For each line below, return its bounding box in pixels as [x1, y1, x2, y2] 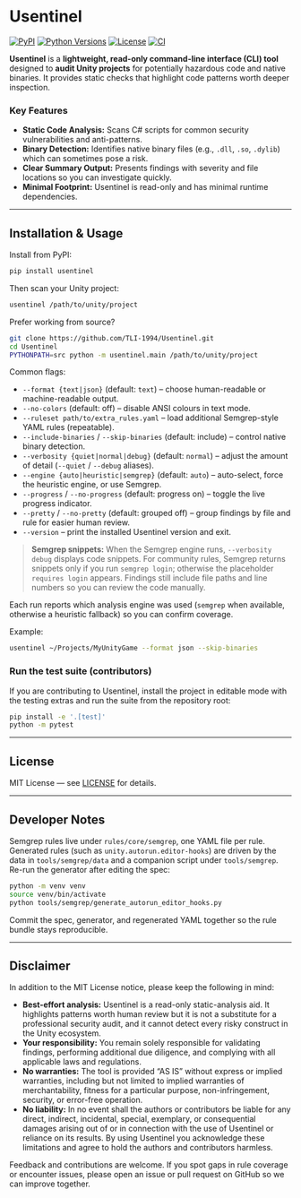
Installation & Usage [9, 226, 124, 241]
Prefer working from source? [9, 316, 116, 327]
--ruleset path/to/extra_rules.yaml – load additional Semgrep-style [21, 412, 279, 423]
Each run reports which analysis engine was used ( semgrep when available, [9, 599, 285, 610]
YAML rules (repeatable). [21, 422, 115, 433]
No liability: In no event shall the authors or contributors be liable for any [21, 1104, 291, 1115]
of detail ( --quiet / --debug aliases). [21, 460, 155, 471]
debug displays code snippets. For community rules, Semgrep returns [30, 554, 287, 565]
